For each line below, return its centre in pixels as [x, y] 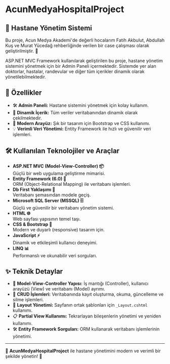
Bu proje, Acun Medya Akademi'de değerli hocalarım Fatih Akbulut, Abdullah [85, 40]
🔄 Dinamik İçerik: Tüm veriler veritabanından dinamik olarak [75, 112]
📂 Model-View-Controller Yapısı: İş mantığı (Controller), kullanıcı [80, 284]
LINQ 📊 [21, 248]
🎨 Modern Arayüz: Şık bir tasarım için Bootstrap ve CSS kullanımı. [81, 123]
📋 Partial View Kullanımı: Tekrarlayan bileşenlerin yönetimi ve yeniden [87, 316]
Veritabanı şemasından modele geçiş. [52, 195]
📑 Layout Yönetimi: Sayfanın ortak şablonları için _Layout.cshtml [80, 305]
